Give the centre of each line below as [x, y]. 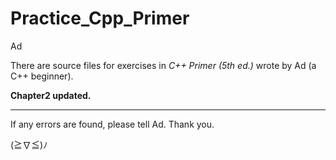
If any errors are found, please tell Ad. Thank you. [112, 124]
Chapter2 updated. [51, 95]
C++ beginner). [42, 76]
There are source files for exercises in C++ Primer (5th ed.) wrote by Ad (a [163, 65]
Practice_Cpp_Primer [100, 18]
